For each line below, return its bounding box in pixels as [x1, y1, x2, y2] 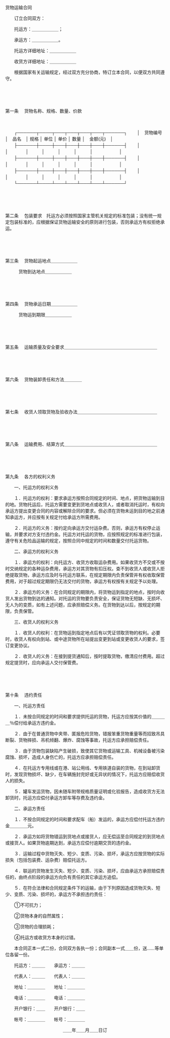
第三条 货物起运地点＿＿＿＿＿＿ [5, 258, 77, 264]
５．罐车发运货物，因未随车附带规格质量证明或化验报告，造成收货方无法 [14, 789, 165, 794]
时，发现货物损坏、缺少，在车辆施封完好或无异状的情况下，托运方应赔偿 [5, 771, 156, 777]
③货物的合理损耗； [14, 924, 56, 929]
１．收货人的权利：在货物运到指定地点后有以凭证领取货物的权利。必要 [14, 630, 160, 636]
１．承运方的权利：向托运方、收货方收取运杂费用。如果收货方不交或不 [14, 559, 160, 565]
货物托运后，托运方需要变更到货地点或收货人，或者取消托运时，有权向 [18, 502, 165, 507]
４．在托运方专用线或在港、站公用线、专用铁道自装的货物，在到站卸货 [14, 765, 160, 771]
